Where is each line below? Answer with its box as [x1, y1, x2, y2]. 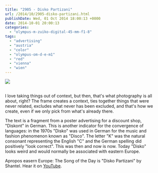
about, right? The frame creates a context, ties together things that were [5, 98, 149, 104]
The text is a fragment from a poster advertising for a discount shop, [5, 118, 142, 123]
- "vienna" [9, 61, 32, 66]
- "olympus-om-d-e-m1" [9, 52, 55, 57]
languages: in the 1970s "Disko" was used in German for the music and [5, 128, 147, 133]
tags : [5, 34, 16, 39]
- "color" [9, 47, 29, 52]
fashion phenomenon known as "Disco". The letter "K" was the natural [5, 133, 145, 139]
